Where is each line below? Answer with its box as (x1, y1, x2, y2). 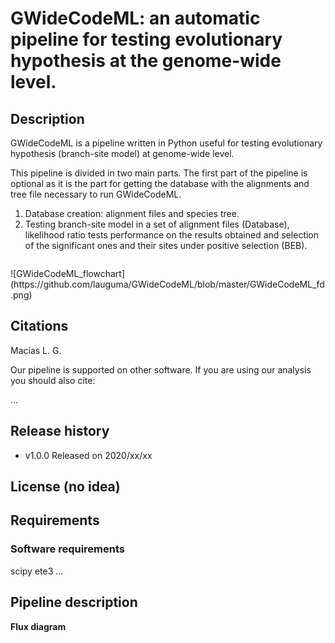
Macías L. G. (10, 344, 62, 356)
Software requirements (10, 542, 126, 556)
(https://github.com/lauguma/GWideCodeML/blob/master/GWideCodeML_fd (10, 278, 325, 290)
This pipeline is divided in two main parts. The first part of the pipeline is (10, 167, 308, 179)
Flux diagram (10, 620, 67, 632)
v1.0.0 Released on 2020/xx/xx (24, 449, 153, 461)
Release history (10, 423, 110, 440)
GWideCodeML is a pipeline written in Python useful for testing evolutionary (10, 137, 323, 149)
